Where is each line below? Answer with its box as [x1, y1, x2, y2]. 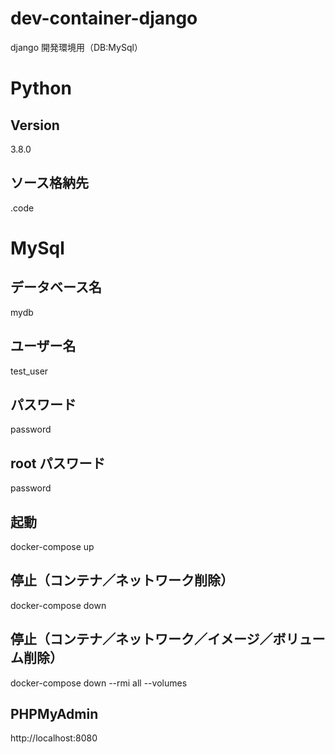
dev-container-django [10, 7, 198, 30]
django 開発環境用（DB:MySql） [10, 41, 143, 53]
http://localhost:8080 [10, 732, 98, 744]
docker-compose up [10, 541, 95, 552]
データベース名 [10, 279, 102, 296]
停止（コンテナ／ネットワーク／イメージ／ [10, 631, 273, 648]
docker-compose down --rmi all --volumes [10, 677, 188, 689]
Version [10, 117, 60, 134]
